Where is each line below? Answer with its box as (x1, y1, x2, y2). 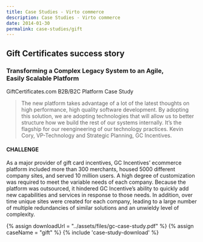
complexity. (6, 210, 35, 218)
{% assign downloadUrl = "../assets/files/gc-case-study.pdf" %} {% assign (6, 223, 194, 230)
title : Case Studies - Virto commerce (6, 8, 104, 15)
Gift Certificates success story (6, 48, 125, 58)
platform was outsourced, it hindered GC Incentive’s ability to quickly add (6, 185, 189, 192)
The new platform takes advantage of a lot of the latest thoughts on (21, 99, 190, 107)
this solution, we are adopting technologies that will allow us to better (21, 112, 195, 119)
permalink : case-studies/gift (6, 25, 83, 32)
